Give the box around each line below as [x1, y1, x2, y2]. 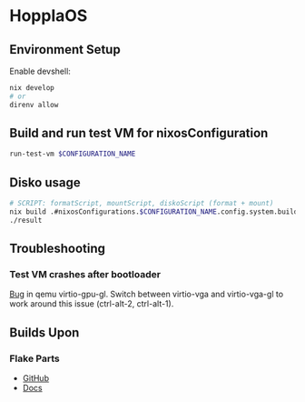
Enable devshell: [9, 65, 71, 76]
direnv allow [9, 100, 59, 109]
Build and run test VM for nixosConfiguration [9, 126, 269, 141]
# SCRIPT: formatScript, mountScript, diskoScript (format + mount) [9, 199, 274, 208]
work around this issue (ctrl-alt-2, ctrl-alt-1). [9, 298, 174, 309]
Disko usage [9, 175, 81, 190]
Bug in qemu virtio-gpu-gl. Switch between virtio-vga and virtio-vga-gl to [9, 288, 284, 300]
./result [9, 216, 43, 225]
